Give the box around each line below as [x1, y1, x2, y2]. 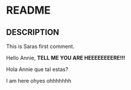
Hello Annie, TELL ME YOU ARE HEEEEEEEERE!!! [6, 54, 126, 61]
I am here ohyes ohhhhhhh [6, 78, 72, 84]
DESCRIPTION [6, 27, 59, 37]
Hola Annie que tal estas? [6, 66, 69, 73]
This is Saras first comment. [6, 43, 75, 50]
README [6, 4, 51, 17]
